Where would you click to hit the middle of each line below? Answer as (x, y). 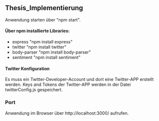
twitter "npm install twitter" (39, 47)
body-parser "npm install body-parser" (52, 52)
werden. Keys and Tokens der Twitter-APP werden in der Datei (68, 84)
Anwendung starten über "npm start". (43, 20)
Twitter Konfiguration (27, 68)
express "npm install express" (42, 42)
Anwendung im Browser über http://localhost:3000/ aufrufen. (67, 113)
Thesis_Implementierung (44, 8)
